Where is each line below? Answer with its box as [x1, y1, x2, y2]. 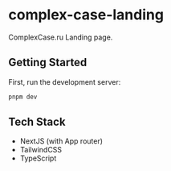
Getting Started [8, 56, 88, 69]
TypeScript [19, 153, 57, 163]
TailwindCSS [19, 145, 63, 155]
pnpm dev [8, 93, 38, 101]
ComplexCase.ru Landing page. [8, 32, 113, 42]
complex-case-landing [8, 6, 165, 24]
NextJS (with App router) [19, 136, 103, 146]
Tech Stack [8, 115, 66, 129]
